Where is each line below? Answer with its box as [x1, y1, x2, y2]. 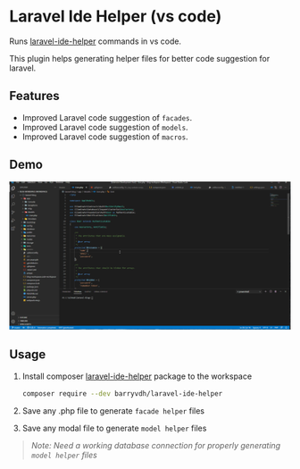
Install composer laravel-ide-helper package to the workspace [21, 371, 253, 381]
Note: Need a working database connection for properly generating [30, 440, 281, 450]
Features [9, 88, 60, 104]
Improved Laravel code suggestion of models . [21, 121, 189, 132]
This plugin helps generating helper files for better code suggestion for [9, 53, 271, 63]
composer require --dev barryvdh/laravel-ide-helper [21, 389, 223, 398]
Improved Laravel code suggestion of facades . [21, 112, 193, 122]
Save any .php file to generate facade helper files [21, 405, 205, 416]
